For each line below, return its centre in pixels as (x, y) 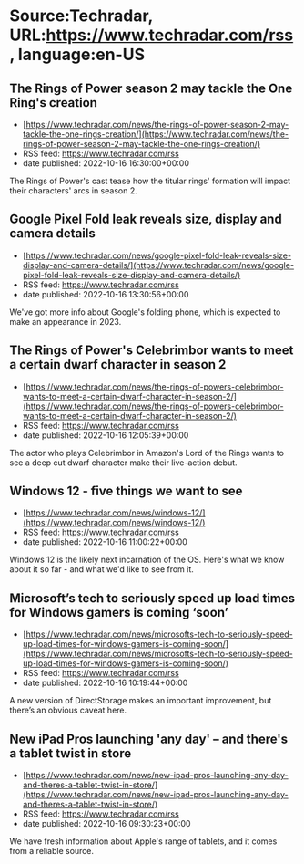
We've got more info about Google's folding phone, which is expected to (145, 312)
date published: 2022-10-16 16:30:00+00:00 (106, 163)
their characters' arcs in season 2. (74, 191)
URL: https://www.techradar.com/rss (152, 35)
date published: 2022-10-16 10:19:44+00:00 (105, 683)
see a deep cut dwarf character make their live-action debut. (124, 463)
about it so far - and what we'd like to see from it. (101, 569)
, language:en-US (77, 55)
